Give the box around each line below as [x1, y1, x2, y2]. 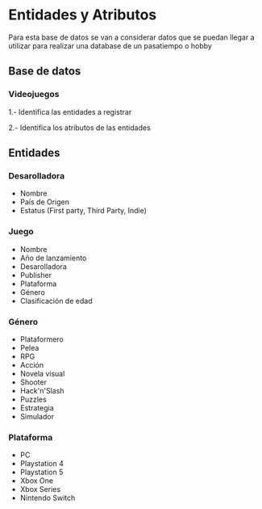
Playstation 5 [19, 467, 64, 477]
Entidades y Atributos [8, 6, 157, 24]
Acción [19, 360, 44, 369]
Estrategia [19, 402, 54, 413]
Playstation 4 [19, 459, 64, 469]
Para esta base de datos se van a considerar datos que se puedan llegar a [8, 32, 256, 42]
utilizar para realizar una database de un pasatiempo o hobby [8, 40, 212, 50]
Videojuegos [8, 89, 60, 100]
